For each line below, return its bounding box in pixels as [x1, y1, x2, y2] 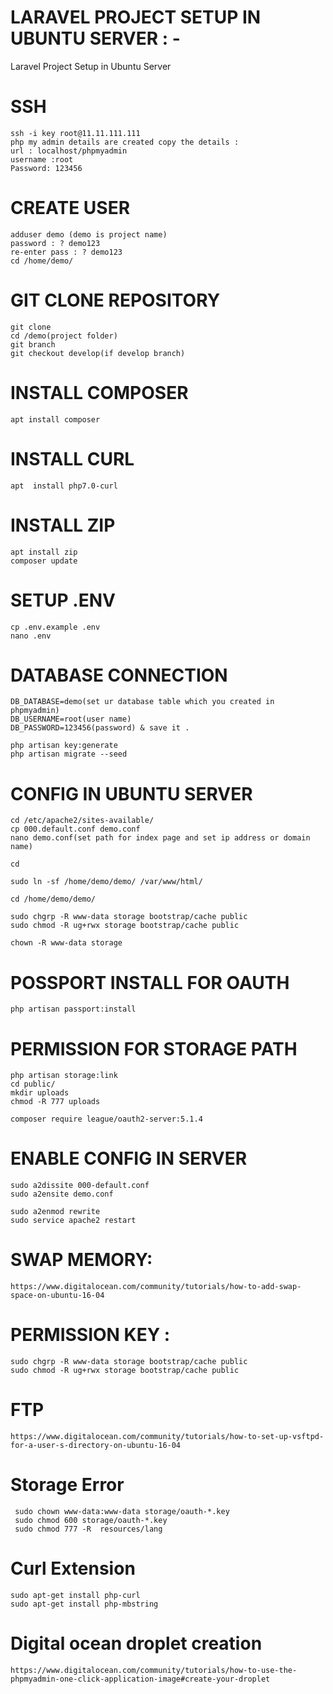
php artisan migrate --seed [10, 749, 128, 760]
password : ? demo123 [10, 238, 101, 248]
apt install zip [10, 547, 78, 557]
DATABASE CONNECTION [10, 664, 228, 686]
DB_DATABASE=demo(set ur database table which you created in [10, 697, 275, 707]
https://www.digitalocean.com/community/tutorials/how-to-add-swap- [10, 1282, 302, 1292]
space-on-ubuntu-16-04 [10, 1291, 105, 1301]
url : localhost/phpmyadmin [10, 146, 128, 156]
